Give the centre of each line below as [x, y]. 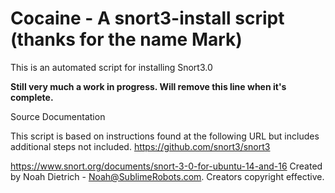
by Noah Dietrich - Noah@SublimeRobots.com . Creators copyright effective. [167, 176]
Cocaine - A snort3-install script [147, 18]
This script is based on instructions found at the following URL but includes [165, 136]
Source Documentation [58, 116]
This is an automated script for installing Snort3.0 [111, 67]
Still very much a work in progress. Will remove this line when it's [148, 86]
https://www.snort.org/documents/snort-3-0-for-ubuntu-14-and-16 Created [166, 166]
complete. [32, 97]
